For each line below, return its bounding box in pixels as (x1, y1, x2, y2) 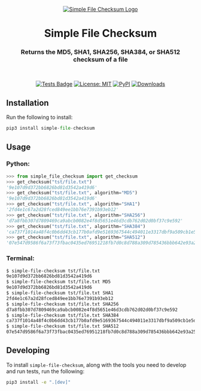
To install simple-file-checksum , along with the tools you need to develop (6, 361, 187, 368)
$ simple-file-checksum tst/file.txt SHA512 (6, 323, 119, 329)
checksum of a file (73, 56, 128, 64)
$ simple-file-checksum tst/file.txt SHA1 (6, 290, 114, 296)
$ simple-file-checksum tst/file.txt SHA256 (6, 301, 119, 307)
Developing (6, 346, 50, 356)
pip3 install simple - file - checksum (6, 126, 95, 132)
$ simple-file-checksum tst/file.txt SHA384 (6, 312, 119, 318)
